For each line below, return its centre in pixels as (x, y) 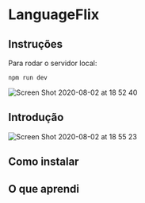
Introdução (36, 117)
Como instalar (44, 162)
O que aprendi (44, 189)
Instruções (36, 44)
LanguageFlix (54, 15)
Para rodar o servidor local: (53, 63)
